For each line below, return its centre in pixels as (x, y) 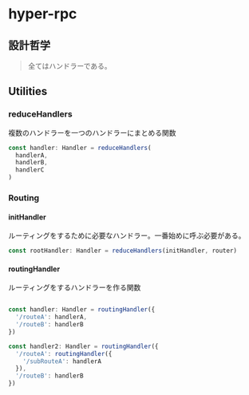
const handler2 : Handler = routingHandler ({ (83, 346)
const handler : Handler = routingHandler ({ (82, 310)
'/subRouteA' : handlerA (62, 361)
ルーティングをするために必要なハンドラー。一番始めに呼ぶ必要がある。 (127, 235)
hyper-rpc (43, 14)
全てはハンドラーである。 (69, 66)
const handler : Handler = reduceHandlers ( (80, 148)
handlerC (30, 170)
